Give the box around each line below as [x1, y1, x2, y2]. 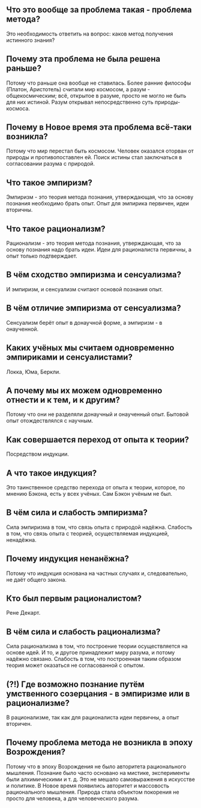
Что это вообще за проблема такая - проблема [6, 5, 192, 15]
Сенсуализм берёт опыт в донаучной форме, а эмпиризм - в [6, 319, 163, 326]
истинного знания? [6, 36, 55, 44]
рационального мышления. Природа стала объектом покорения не [6, 788, 179, 795]
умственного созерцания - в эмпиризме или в [6, 689, 190, 699]
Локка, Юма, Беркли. [6, 368, 61, 375]
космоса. [6, 104, 30, 112]
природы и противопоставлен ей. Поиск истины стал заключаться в [6, 154, 182, 161]
